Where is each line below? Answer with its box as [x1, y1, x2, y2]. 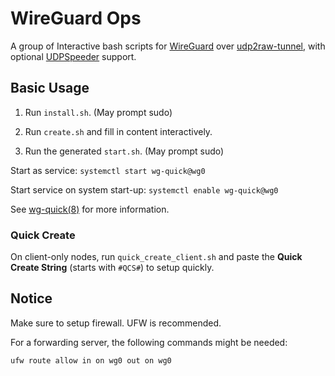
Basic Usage [10, 80, 90, 97]
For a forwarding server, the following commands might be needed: [10, 336, 288, 348]
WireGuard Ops [10, 7, 142, 30]
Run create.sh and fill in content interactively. [24, 125, 213, 137]
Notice [10, 290, 53, 307]
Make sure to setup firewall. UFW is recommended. [10, 317, 222, 329]
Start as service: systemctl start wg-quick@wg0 [10, 164, 206, 176]
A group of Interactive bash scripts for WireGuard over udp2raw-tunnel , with [10, 40, 326, 52]
